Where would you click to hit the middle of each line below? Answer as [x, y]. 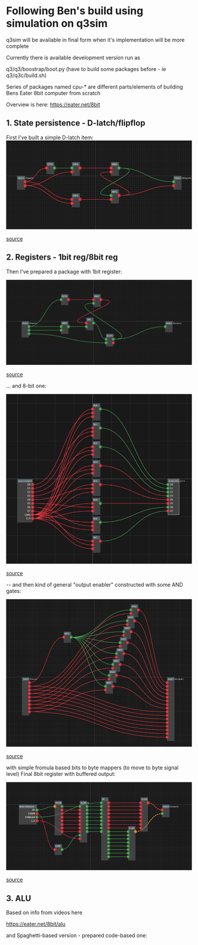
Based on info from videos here [44, 912]
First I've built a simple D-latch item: [50, 137]
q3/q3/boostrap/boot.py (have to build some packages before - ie [86, 69]
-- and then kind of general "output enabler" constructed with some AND [95, 585]
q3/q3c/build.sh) [27, 75]
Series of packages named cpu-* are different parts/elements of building [95, 86]
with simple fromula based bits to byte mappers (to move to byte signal [92, 768]
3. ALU [19, 898]
